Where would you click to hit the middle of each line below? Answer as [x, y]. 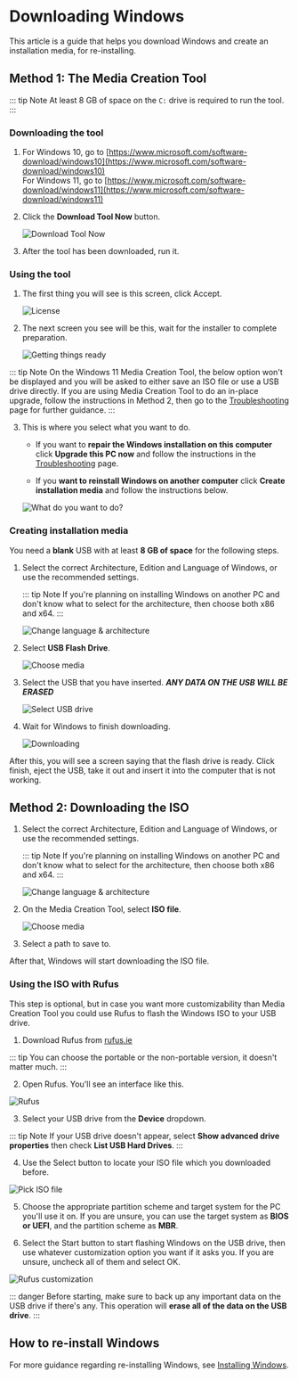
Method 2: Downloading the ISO [99, 808]
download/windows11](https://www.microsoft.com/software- [133, 190]
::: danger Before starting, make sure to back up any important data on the [145, 1296]
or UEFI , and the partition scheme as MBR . [100, 1225]
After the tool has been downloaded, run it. [101, 251]
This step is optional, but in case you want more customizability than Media [147, 1004]
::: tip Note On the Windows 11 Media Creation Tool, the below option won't [146, 373]
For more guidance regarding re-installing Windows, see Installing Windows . [149, 1365]
